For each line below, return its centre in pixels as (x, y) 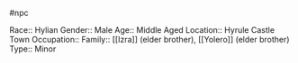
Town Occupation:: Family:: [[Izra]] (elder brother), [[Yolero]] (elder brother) (149, 39)
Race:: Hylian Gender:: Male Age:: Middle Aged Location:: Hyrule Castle (142, 30)
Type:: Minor (33, 49)
